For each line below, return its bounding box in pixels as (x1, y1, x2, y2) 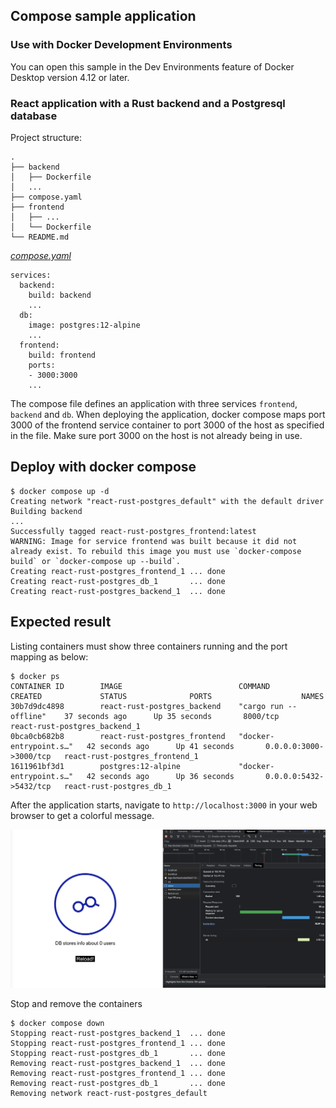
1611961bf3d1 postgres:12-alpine (10, 761, 182, 771)
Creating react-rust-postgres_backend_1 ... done (10, 586, 226, 596)
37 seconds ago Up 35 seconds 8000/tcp (63, 711, 280, 721)
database (10, 109, 58, 123)
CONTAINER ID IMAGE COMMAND (10, 681, 271, 691)
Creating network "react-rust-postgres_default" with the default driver (10, 496, 325, 506)
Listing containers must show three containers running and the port (10, 640, 288, 652)
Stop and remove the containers (10, 998, 143, 1010)
